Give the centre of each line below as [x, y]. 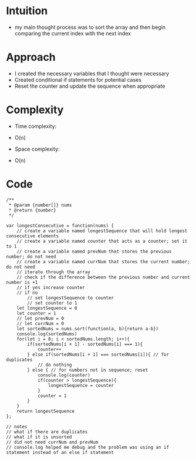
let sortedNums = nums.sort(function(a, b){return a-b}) [88, 329]
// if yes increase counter [51, 287]
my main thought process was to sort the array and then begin [90, 27]
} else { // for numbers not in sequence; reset [88, 370]
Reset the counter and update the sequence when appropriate [90, 86]
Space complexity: [37, 149]
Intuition [27, 11]
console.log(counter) [64, 375]
